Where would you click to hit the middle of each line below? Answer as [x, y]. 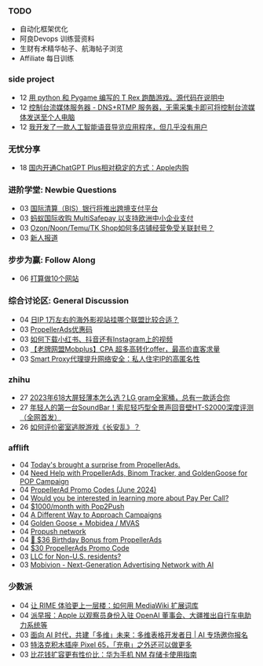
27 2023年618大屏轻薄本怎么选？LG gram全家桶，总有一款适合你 [124, 398]
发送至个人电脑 [51, 117]
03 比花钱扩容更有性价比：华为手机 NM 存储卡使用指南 [108, 654]
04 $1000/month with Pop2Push [72, 507]
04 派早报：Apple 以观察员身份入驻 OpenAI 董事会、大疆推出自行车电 [132, 615]
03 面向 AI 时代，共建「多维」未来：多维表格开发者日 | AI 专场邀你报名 [134, 635]
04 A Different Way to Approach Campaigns [91, 515]
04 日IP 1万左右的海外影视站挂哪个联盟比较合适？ [99, 319]
